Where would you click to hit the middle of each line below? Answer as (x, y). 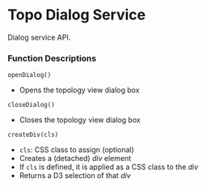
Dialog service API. (39, 37)
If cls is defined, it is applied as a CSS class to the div (109, 167)
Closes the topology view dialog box (80, 120)
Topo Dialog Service (77, 15)
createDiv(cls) (33, 135)
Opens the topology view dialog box (79, 90)
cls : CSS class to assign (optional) (76, 150)
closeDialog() (32, 105)
